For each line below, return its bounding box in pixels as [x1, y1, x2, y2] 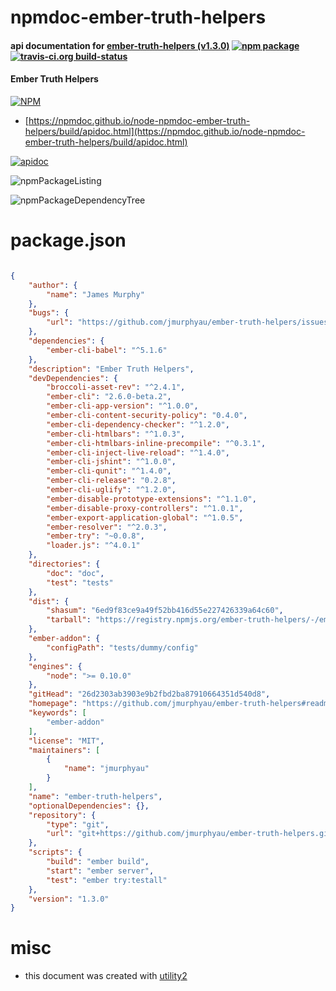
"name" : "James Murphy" [46, 289, 145, 300]
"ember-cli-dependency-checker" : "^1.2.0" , [46, 419, 230, 430]
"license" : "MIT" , [28, 736, 105, 746]
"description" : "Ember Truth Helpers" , [28, 364, 195, 374]
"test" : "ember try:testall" [46, 875, 168, 885]
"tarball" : [46, 615, 92, 625]
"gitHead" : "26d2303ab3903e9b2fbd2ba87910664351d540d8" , [28, 689, 271, 700]
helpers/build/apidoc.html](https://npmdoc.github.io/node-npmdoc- [24, 125, 306, 137]
